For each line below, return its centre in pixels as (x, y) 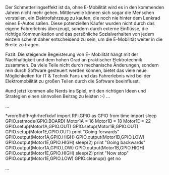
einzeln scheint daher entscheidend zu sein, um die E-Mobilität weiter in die (84, 39)
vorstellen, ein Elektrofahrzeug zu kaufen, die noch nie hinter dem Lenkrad (83, 18)
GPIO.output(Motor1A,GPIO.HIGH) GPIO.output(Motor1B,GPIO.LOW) (75, 137)
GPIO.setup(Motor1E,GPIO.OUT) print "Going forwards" (62, 132)
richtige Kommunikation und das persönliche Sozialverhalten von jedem (80, 34)
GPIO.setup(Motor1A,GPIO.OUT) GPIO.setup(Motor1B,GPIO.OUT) (72, 126)
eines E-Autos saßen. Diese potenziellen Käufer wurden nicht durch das (80, 23)
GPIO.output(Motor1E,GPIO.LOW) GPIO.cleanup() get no (63, 158)
